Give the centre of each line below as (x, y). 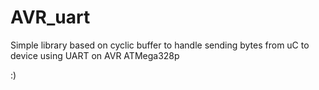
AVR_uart (50, 17)
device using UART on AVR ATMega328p (95, 55)
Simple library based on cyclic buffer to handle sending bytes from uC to (160, 45)
